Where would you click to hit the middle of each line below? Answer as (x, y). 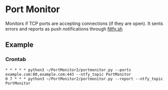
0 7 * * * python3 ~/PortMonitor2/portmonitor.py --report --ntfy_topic (84, 79)
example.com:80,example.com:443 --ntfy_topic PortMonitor (68, 74)
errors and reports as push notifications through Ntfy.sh (64, 28)
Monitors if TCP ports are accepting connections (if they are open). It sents (84, 23)
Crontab (16, 59)
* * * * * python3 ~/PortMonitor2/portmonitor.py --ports (68, 70)
